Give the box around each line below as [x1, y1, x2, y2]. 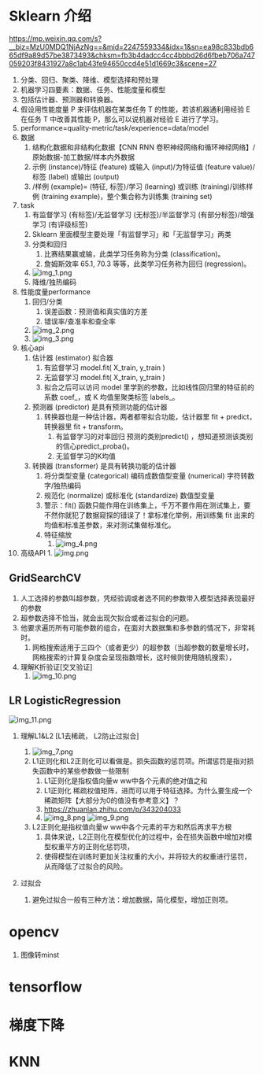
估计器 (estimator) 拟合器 [31, 353, 113, 362]
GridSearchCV [9, 571, 82, 585]
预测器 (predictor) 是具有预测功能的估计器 [31, 402, 168, 412]
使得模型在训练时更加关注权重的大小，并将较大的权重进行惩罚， [43, 852, 251, 861]
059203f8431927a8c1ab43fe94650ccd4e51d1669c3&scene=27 [9, 58, 217, 68]
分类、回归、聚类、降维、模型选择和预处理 [20, 75, 159, 84]
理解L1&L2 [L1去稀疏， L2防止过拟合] [20, 731, 139, 741]
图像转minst [20, 950, 60, 959]
